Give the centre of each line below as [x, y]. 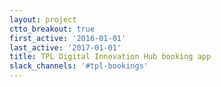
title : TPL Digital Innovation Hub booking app [110, 57]
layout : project [43, 19]
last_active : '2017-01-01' [65, 47]
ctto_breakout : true [52, 29]
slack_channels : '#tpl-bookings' [79, 66]
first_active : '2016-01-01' [68, 38]
